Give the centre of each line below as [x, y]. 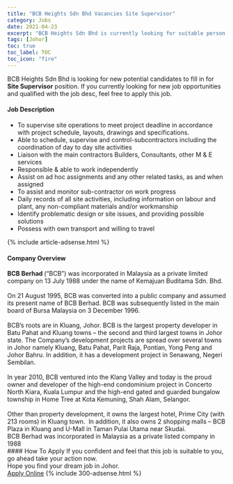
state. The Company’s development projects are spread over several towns [115, 340]
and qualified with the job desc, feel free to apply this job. [90, 93]
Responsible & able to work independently [78, 169]
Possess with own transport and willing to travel [86, 228]
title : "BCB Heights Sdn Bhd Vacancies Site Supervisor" [91, 14]
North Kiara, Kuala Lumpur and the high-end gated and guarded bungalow [114, 392]
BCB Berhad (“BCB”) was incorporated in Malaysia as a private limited [107, 274]
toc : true [22, 46]
